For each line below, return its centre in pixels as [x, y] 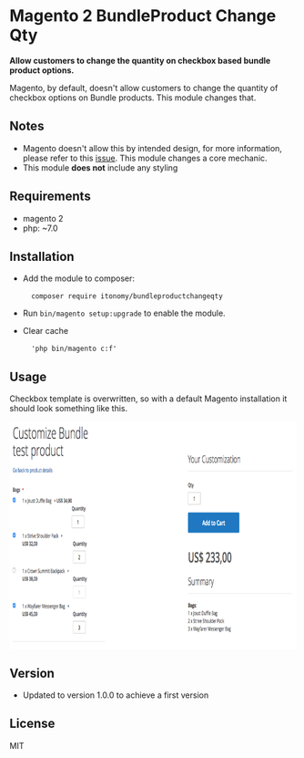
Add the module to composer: [78, 278]
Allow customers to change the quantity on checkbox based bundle [140, 60]
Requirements [50, 197]
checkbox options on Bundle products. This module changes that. [133, 98]
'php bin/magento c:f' [74, 349]
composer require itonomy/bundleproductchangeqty [127, 296]
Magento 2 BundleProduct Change [143, 16]
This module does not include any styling [100, 167]
